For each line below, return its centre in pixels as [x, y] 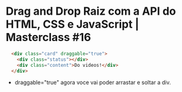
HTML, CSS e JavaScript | [72, 24]
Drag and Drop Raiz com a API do [91, 11]
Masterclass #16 [48, 37]
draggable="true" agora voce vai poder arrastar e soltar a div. [93, 82]
